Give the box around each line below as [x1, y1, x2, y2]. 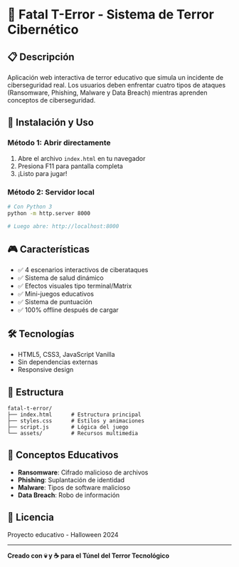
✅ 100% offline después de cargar [17, 306, 119, 314]
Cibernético [7, 21, 79, 38]
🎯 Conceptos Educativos [7, 449, 119, 462]
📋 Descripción [7, 51, 75, 63]
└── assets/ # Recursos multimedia [7, 430, 139, 437]
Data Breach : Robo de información [17, 491, 120, 499]
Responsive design [17, 365, 74, 374]
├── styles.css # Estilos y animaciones [7, 417, 144, 425]
